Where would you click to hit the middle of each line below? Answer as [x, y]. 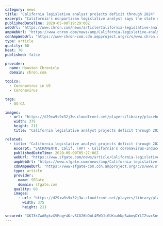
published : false [23, 55]
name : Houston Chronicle [34, 68]
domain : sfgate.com [37, 184]
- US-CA [17, 104]
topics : [13, 81]
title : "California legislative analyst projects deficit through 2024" [80, 14]
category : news [20, 9]
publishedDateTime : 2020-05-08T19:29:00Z [48, 23]
